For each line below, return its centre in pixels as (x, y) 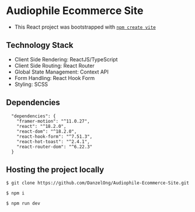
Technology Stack (40, 45)
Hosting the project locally (55, 170)
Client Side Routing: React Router (54, 65)
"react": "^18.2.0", (41, 126)
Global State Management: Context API (62, 72)
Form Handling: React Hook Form (55, 78)
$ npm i (15, 193)
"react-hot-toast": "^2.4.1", (53, 141)
